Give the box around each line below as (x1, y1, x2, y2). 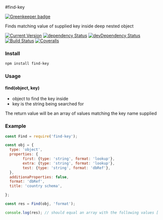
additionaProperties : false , (9, 174, 69, 179)
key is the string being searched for (12, 101, 84, 107)
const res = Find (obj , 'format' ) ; (5, 201, 76, 206)
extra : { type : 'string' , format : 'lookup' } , (23, 161, 115, 166)
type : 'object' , (9, 147, 43, 152)
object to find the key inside (12, 96, 69, 102)
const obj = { (5, 143, 34, 147)
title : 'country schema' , (9, 184, 63, 189)
